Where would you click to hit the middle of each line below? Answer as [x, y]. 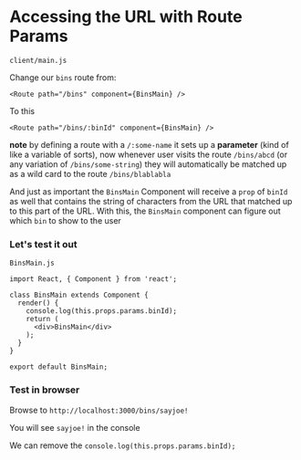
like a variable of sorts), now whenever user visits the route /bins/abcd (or [149, 154]
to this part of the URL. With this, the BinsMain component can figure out [145, 211]
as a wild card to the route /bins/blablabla [90, 173]
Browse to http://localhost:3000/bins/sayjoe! [99, 410]
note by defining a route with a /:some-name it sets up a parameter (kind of [149, 144]
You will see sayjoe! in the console [75, 427]
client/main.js [38, 60]
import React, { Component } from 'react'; [93, 279]
